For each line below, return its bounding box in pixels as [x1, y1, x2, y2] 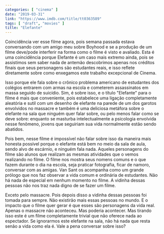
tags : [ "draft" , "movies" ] [5, 21, 65, 26]
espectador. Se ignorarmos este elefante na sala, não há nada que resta [5, 218, 150, 224]
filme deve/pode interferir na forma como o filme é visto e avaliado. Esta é [5, 49, 155, 55]
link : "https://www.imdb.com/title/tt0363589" [5, 16, 102, 21]
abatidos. [5, 126, 24, 132]
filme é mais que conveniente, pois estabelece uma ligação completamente [5, 95, 157, 101]
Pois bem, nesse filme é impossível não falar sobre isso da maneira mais [5, 136, 151, 142]
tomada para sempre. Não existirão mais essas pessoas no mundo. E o [5, 197, 148, 203]
